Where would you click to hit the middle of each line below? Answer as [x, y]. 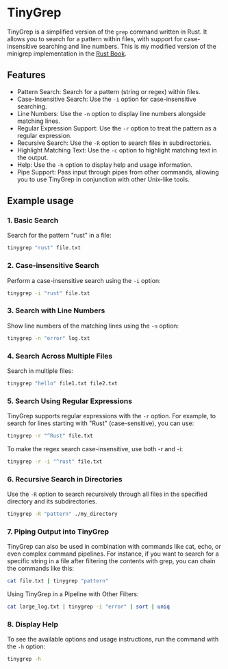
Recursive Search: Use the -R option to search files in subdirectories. [114, 143]
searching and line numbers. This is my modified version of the [128, 46]
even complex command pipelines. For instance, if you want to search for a [113, 554]
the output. [33, 157]
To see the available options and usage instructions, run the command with [113, 639]
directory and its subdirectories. [52, 501]
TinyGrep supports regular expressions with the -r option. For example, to [112, 416]
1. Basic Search [33, 220]
